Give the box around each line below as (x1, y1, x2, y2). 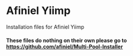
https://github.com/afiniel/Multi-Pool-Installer (6, 43, 123, 50)
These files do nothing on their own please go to (6, 37, 127, 44)
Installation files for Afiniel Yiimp (6, 23, 85, 30)
